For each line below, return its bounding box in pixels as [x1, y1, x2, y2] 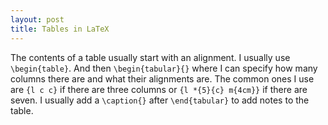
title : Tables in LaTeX [10, 24, 110, 34]
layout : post [10, 14, 65, 25]
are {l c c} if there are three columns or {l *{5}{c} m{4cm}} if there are [10, 83, 308, 95]
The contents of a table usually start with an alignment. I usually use [10, 51, 291, 63]
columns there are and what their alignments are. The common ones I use [10, 72, 315, 85]
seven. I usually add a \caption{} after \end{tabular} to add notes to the [10, 94, 310, 106]
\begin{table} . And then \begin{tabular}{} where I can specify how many [10, 62, 318, 74]
